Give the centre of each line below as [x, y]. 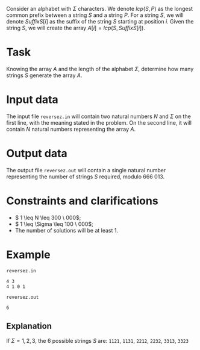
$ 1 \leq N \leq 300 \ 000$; [48, 217]
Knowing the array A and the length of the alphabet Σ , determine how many [100, 69]
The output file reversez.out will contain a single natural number [86, 170]
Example [28, 255]
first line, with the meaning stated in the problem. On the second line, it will [99, 122]
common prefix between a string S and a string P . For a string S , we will [95, 15]
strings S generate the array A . [44, 75]
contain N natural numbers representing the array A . [71, 129]
